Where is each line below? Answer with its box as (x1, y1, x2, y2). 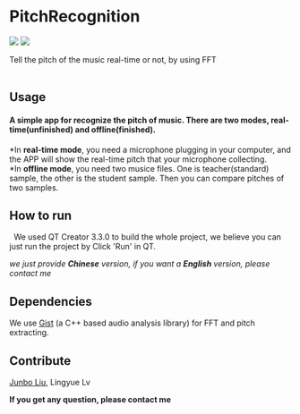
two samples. (9, 182, 59, 193)
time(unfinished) (9, 123, 73, 135)
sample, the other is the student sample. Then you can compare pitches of (9, 173, 285, 183)
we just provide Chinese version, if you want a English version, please (9, 258, 270, 269)
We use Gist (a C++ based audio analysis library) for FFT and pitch (9, 317, 255, 328)
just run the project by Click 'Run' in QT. (9, 241, 157, 252)
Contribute (9, 353, 72, 368)
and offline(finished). (74, 123, 157, 135)
